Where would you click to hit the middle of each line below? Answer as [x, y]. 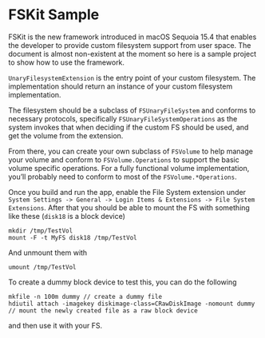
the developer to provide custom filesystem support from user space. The [130, 45]
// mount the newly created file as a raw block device [103, 310]
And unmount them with [48, 253]
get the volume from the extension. [66, 135]
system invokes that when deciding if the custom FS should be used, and [129, 127]
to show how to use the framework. [67, 62]
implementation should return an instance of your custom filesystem [121, 86]
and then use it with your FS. [55, 325]
